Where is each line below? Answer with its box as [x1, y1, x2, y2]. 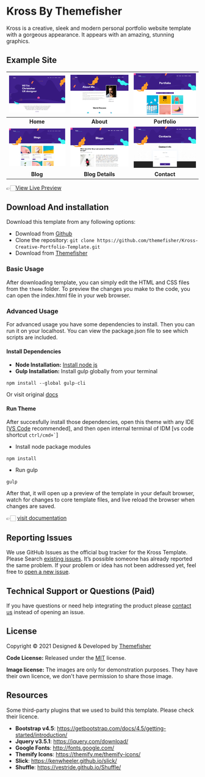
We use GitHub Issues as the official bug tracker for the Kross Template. [6, 549, 188, 556]
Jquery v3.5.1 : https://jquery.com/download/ [15, 737, 129, 745]
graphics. [6, 37, 31, 45]
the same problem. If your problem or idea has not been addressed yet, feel [6, 562, 196, 569]
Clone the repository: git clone [15, 237, 95, 244]
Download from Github [15, 230, 73, 237]
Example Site [6, 55, 57, 65]
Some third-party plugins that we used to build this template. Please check [6, 706, 194, 714]
